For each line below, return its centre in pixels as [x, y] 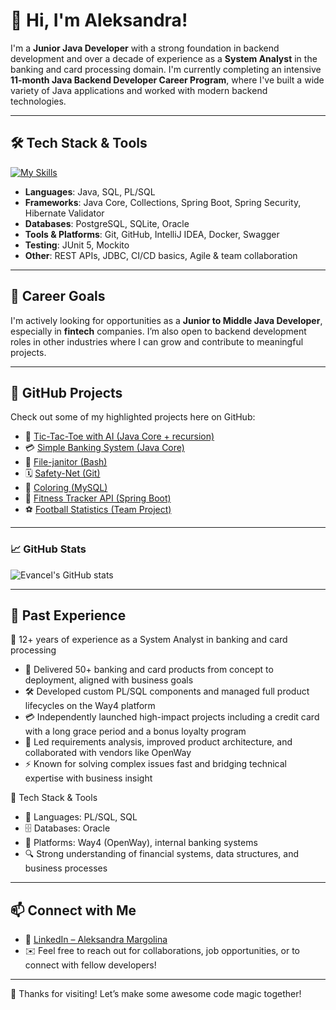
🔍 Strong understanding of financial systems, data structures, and [161, 854]
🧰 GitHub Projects [66, 392]
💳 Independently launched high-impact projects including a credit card [172, 717]
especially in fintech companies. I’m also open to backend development [158, 331]
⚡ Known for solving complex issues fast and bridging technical [155, 764]
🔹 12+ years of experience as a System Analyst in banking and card [149, 640]
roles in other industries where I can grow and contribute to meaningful [157, 341]
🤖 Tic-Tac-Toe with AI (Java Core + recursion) [119, 436]
